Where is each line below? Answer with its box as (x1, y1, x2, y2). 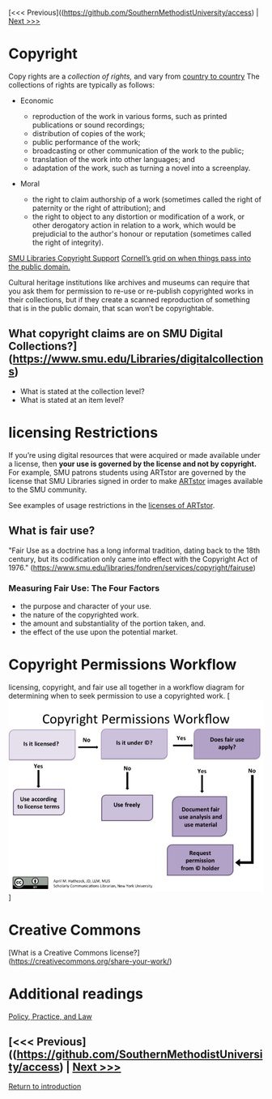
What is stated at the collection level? (19, 386, 145, 396)
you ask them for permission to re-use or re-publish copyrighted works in (8, 286, 253, 296)
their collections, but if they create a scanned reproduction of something (8, 294, 250, 304)
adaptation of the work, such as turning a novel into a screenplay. (32, 163, 251, 173)
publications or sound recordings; (32, 120, 146, 130)
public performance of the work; (32, 137, 141, 147)
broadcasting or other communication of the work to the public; (32, 146, 244, 156)
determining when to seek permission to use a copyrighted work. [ (8, 691, 231, 700)
